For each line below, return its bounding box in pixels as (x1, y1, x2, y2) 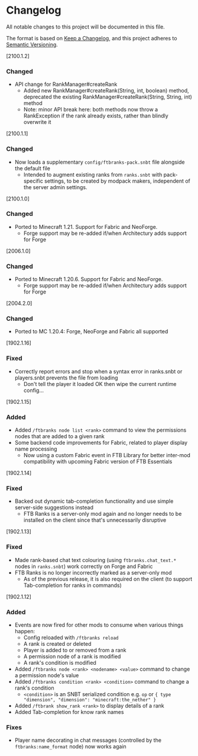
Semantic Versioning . (6, 41, 58, 48)
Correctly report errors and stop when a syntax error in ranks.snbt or (14, 368, 183, 375)
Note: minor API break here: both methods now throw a (23, 106, 158, 113)
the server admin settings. (23, 183, 87, 190)
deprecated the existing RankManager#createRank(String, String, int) (23, 93, 192, 101)
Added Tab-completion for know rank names (14, 708, 124, 715)
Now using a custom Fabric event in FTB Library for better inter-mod (23, 452, 191, 459)
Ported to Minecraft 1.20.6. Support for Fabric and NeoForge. (14, 276, 163, 283)
